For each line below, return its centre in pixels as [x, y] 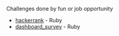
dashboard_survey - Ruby [48, 27]
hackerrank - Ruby [38, 20]
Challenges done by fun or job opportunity [60, 9]
